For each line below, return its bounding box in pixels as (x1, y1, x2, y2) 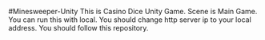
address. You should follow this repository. (8, 24, 149, 32)
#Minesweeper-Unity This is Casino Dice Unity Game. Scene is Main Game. (8, 7, 258, 16)
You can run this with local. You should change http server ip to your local (8, 15, 252, 24)
